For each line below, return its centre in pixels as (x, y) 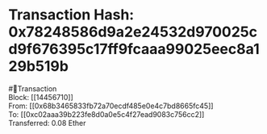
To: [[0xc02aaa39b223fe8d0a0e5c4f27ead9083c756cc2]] (106, 114)
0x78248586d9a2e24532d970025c (133, 32)
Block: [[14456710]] (41, 97)
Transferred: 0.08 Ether (47, 123)
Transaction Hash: (71, 15)
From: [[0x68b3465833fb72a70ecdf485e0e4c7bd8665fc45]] (111, 106)
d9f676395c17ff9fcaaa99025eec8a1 (134, 49)
